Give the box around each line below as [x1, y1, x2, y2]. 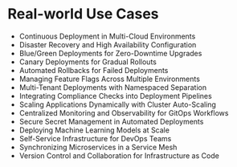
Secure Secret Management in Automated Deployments [18, 116, 204, 126]
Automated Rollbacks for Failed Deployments [18, 65, 169, 75]
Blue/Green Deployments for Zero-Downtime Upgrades [18, 48, 202, 58]
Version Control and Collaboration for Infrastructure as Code [18, 150, 220, 161]
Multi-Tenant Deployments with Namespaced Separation [18, 82, 206, 92]
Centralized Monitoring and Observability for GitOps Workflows [18, 108, 229, 117]
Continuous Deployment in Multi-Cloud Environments [18, 31, 196, 41]
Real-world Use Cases [7, 5, 159, 23]
